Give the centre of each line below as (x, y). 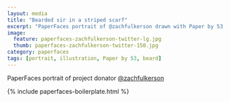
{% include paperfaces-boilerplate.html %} (68, 91)
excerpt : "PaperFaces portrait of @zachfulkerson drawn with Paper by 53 (115, 26)
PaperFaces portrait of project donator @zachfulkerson (86, 78)
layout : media (28, 13)
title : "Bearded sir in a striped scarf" (67, 20)
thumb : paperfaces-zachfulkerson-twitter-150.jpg (86, 45)
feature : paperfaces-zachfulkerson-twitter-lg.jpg (87, 39)
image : (17, 33)
